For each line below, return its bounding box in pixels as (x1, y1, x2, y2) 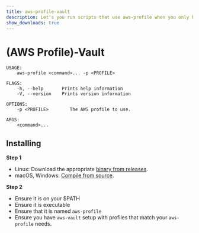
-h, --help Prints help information (17, 86, 123, 92)
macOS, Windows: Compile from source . (14, 172, 114, 179)
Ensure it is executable (14, 201, 70, 209)
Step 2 (6, 184, 23, 191)
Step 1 (6, 154, 22, 161)
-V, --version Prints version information (17, 91, 131, 97)
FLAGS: (6, 81, 23, 87)
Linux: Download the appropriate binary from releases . (14, 166, 148, 173)
